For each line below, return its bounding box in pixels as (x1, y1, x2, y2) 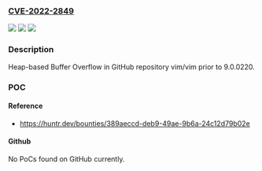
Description (8, 44, 54, 55)
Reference (8, 101, 43, 111)
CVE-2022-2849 (8, 6, 75, 17)
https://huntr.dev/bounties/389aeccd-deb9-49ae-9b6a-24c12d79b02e (19, 118, 250, 128)
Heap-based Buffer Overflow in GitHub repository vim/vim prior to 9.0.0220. (8, 61, 256, 72)
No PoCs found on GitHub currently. (8, 154, 125, 163)
